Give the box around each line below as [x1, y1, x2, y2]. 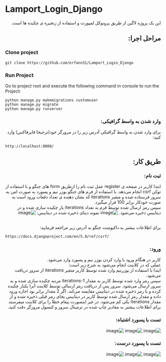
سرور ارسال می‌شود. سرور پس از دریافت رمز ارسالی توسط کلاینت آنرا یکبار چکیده [7, 283, 161, 289]
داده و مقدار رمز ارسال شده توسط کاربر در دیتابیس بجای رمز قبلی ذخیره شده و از [9, 293, 161, 300]
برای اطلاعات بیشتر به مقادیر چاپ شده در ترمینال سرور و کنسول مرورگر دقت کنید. [7, 304, 161, 310]
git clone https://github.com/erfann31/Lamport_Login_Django [5, 60, 134, 65]
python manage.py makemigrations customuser [5, 97, 98, 102]
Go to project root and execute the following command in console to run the [5, 83, 160, 89]
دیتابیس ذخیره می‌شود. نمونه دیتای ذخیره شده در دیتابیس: [37, 209, 161, 216]
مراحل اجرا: [128, 34, 161, 43]
